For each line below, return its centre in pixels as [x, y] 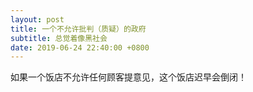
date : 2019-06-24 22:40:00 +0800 [80, 47]
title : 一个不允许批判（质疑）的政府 [78, 29]
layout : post [37, 19]
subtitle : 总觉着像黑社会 [59, 38]
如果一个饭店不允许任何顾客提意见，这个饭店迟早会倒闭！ [128, 77]
